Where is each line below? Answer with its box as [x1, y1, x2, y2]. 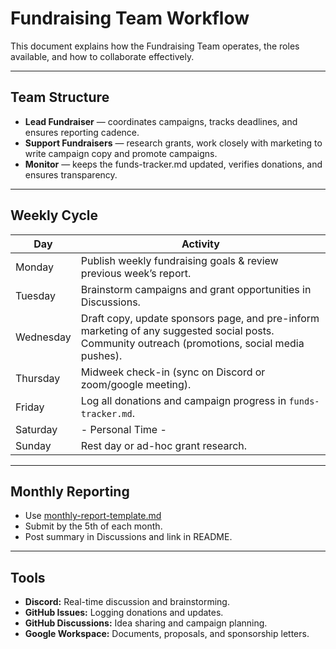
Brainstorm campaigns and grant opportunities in [80, 282, 312, 296]
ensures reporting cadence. [24, 126, 140, 138]
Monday [15, 260, 55, 274]
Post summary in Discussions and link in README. [24, 531, 233, 543]
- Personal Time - [80, 422, 167, 436]
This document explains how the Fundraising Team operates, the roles [10, 40, 300, 52]
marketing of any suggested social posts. [80, 323, 275, 337]
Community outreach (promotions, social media [80, 336, 305, 350]
